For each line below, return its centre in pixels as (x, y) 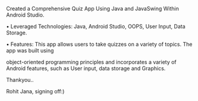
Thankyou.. (20, 80)
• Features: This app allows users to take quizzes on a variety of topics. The (99, 44)
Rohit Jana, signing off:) (35, 91)
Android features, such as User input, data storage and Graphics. (86, 68)
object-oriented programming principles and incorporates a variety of (91, 62)
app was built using (30, 50)
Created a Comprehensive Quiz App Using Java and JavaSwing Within (93, 9)
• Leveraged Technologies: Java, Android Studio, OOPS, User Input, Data (96, 26)
